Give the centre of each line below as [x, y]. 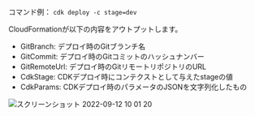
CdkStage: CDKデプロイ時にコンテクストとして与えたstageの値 [127, 77]
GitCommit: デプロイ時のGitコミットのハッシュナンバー [112, 56]
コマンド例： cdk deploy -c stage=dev [73, 12]
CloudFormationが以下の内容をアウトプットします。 [95, 29]
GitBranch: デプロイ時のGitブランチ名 [83, 46]
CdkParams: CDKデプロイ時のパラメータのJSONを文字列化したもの [134, 87]
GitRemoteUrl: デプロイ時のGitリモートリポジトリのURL [113, 67]
